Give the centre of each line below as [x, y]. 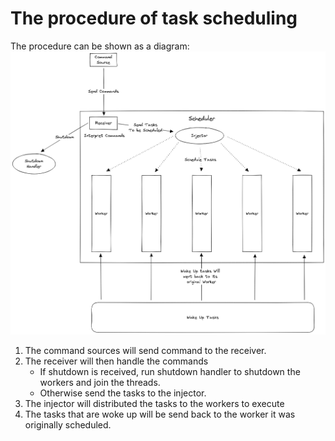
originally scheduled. [68, 425]
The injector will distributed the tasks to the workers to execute [154, 404]
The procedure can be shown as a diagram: [100, 46]
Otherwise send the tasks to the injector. [123, 393]
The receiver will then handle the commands [116, 361]
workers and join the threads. [100, 383]
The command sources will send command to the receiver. [145, 351]
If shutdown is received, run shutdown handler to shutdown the [170, 372]
